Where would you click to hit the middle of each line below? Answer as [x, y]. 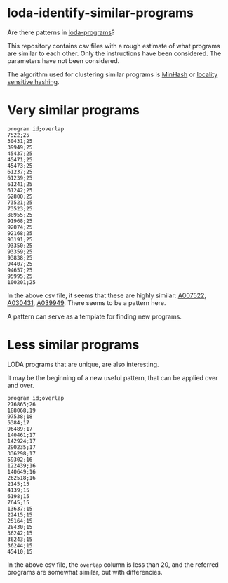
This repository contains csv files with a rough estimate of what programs [114, 46]
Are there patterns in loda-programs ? [61, 32]
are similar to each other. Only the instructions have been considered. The [114, 53]
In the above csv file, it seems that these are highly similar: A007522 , [107, 295]
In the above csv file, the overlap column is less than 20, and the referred [113, 564]
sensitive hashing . [33, 81]
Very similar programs [74, 110]
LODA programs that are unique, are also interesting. [83, 364]
